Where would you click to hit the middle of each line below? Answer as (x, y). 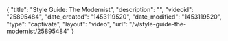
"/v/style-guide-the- (158, 24)
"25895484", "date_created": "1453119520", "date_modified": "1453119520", (114, 17)
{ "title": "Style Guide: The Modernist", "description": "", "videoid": (100, 10)
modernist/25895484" (38, 31)
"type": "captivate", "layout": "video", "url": (67, 24)
